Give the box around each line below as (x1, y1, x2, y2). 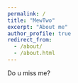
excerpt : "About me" (7, 23, 69, 30)
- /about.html (13, 50, 55, 57)
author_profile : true (7, 30, 72, 37)
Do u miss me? (7, 68, 51, 77)
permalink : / (7, 10, 46, 18)
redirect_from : (7, 37, 52, 44)
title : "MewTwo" (7, 17, 55, 24)
